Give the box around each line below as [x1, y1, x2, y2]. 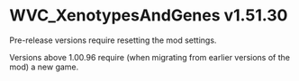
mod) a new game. [9, 61, 79, 72]
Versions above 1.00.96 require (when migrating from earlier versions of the [9, 52, 291, 62]
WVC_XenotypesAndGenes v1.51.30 [9, 5, 288, 26]
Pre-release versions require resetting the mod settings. [9, 35, 217, 45]
